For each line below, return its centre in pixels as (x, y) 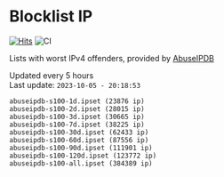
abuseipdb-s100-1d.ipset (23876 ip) (77, 101)
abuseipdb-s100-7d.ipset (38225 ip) (77, 125)
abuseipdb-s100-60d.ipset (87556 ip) (79, 140)
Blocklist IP (51, 16)
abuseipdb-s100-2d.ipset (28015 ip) (77, 109)
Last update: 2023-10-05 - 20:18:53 (75, 84)
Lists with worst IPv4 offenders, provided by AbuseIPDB (112, 58)
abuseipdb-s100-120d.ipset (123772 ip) (83, 156)
